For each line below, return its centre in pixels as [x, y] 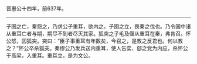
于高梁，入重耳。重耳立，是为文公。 [50, 55]
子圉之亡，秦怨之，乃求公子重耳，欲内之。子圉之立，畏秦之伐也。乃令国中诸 [98, 26]
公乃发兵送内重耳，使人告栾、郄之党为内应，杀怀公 [127, 48]
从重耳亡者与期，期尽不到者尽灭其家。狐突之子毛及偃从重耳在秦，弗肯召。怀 [98, 33]
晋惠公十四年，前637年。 [37, 8]
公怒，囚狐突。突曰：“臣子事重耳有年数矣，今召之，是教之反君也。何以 [92, 41]
